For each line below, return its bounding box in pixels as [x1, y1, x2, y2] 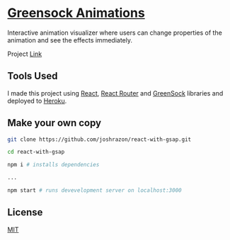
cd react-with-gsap [7, 149, 65, 156]
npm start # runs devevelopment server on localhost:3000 [7, 187, 182, 194]
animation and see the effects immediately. [7, 35, 133, 44]
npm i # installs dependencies [7, 161, 100, 168]
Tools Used [7, 70, 58, 82]
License [7, 207, 43, 219]
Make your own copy [7, 117, 101, 129]
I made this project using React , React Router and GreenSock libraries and [7, 88, 224, 97]
